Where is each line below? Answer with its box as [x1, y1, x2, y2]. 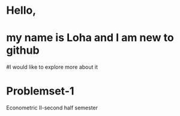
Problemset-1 [6, 84, 74, 98]
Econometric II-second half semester [6, 104, 98, 111]
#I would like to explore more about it [6, 63, 98, 71]
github [6, 44, 40, 57]
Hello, [6, 4, 37, 17]
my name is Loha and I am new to [6, 31, 174, 45]
